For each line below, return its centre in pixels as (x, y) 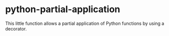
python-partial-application (63, 9)
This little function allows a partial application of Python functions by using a (85, 23)
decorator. (16, 28)
